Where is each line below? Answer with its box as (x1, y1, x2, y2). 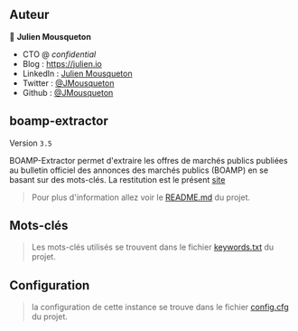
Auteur (9, 7, 50, 23)
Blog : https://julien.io (22, 58, 102, 69)
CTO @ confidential (22, 49, 97, 60)
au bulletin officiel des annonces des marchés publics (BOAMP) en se (9, 165, 269, 175)
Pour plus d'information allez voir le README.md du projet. (31, 192, 251, 203)
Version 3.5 (9, 137, 52, 148)
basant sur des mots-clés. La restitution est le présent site (9, 174, 226, 184)
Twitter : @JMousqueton (22, 77, 115, 89)
